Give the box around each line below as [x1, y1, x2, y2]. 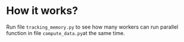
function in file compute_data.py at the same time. [6, 29, 125, 36]
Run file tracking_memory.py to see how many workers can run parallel [6, 23, 179, 30]
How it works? [6, 4, 79, 17]
